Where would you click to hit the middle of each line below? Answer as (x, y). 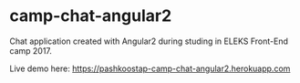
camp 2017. (31, 50)
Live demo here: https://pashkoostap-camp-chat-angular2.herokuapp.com (150, 68)
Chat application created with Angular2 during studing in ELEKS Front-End (149, 41)
